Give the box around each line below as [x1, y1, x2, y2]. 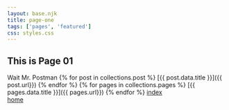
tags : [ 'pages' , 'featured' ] [7, 23, 92, 30]
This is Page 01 [7, 55, 74, 66]
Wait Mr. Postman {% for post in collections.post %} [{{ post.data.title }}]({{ [7, 73, 222, 82]
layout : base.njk [7, 10, 58, 17]
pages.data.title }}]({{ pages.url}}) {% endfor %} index [7, 88, 163, 97]
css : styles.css [7, 29, 54, 37]
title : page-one [7, 17, 54, 24]
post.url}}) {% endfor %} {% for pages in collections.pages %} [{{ [7, 81, 196, 89]
